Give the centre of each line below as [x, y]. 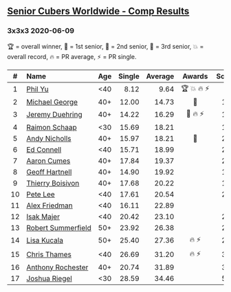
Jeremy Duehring [54, 115]
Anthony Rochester [57, 267]
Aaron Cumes [48, 161]
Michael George [52, 102]
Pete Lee [41, 194]
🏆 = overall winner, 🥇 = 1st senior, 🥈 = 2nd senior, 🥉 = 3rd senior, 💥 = [106, 46]
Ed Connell [44, 149]
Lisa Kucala [45, 240]
